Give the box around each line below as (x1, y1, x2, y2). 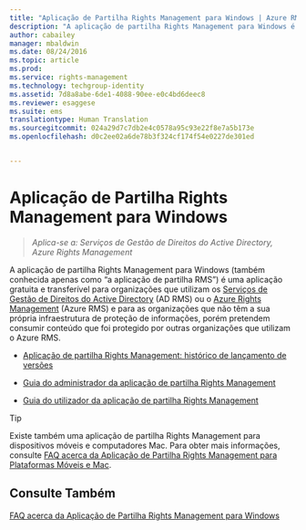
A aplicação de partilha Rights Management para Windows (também (9, 264, 266, 275)
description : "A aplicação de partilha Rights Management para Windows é (9, 22, 296, 31)
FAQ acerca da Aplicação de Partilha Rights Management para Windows (9, 510, 280, 521)
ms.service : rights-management (9, 73, 128, 82)
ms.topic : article (9, 56, 79, 65)
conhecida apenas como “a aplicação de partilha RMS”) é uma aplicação (9, 274, 283, 285)
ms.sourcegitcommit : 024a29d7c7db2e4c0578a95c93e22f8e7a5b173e (9, 124, 255, 133)
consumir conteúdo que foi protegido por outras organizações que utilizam (9, 322, 291, 333)
